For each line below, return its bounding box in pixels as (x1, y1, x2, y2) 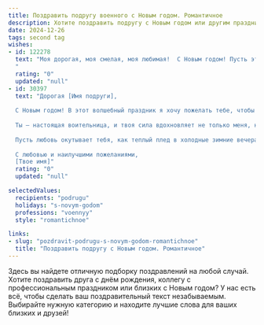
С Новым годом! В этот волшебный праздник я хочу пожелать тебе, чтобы (15, 107, 255, 115)
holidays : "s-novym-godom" (15, 201, 104, 209)
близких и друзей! (8, 308, 69, 317)
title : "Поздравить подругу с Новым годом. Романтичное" (15, 245, 206, 253)
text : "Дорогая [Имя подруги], (15, 92, 118, 100)
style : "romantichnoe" (15, 216, 90, 224)
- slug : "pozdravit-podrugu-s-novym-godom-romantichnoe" (8, 238, 199, 246)
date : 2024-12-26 (8, 26, 65, 34)
